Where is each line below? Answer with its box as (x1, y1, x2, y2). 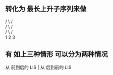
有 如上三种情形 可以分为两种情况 (5, 50, 108, 58)
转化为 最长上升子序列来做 (5, 4, 87, 13)
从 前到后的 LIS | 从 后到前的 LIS (5, 64, 72, 70)
